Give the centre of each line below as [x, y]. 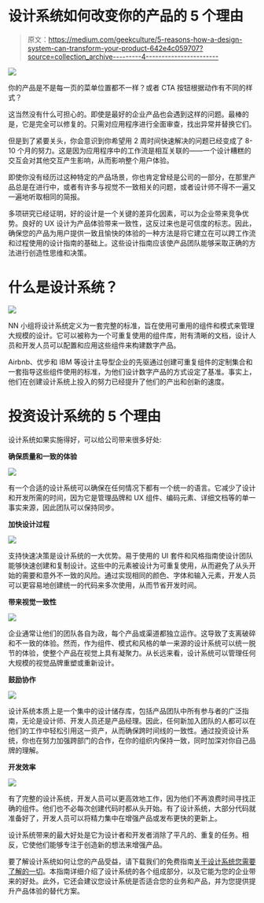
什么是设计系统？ [64, 287]
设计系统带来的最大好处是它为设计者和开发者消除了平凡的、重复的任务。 [125, 835]
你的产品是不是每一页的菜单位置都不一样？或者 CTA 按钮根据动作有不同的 [127, 87]
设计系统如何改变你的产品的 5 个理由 [126, 16]
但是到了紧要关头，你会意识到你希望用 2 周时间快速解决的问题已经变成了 [126, 140]
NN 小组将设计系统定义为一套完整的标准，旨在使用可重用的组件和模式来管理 [132, 325]
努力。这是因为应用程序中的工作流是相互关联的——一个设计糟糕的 [145, 150]
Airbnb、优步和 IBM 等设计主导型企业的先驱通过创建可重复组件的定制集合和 [130, 362]
